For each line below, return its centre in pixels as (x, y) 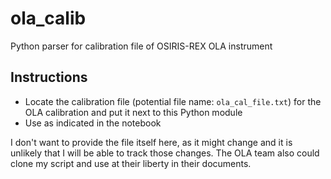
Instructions (49, 77)
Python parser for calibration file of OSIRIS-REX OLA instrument (141, 46)
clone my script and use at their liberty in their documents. (131, 163)
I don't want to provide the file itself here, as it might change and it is (151, 142)
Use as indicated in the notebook (93, 123)
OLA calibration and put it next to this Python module (133, 112)
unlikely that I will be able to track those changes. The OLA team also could (165, 153)
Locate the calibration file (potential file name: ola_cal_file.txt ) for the (173, 101)
